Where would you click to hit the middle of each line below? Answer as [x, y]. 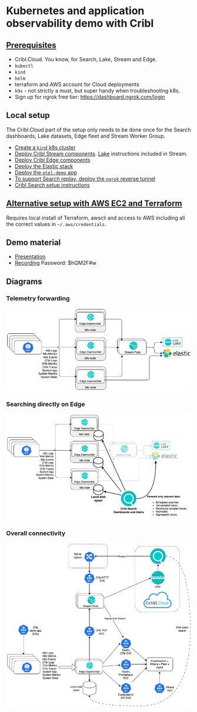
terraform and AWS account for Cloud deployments [77, 84]
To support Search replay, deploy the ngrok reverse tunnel [85, 179]
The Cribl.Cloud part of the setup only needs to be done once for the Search [98, 129]
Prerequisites [31, 45]
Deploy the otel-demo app [46, 172]
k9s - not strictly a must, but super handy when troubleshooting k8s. [97, 91]
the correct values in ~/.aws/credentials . [56, 224]
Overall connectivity [36, 533]
